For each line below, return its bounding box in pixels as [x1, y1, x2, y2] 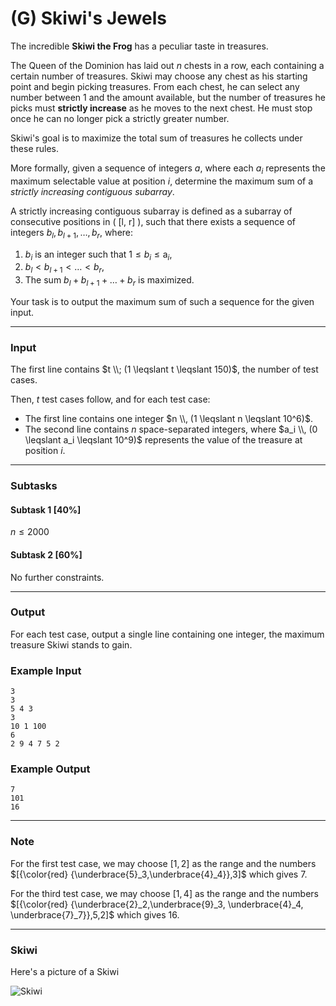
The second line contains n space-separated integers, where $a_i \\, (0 [24, 423, 318, 436]
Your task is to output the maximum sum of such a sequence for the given [10, 295, 315, 307]
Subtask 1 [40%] [10, 503, 82, 516]
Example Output [10, 762, 91, 776]
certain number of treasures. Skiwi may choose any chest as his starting [10, 70, 308, 82]
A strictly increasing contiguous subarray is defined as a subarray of [10, 205, 293, 217]
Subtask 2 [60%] [10, 548, 83, 561]
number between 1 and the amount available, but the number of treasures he [10, 91, 326, 103]
